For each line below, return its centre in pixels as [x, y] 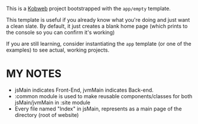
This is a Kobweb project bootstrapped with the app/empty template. [89, 9]
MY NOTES [34, 74]
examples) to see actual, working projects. [58, 50]
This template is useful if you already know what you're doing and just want [98, 20]
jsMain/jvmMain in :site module [52, 102]
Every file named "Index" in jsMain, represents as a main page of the [98, 109]
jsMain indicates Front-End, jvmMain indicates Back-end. [84, 90]
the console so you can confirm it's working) [61, 32]
